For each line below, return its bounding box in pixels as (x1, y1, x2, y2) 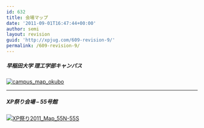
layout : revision (6, 32, 50, 38)
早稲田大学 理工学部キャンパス (6, 62, 83, 70)
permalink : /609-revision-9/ (6, 43, 80, 49)
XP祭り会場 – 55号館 (6, 98, 58, 106)
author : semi (6, 25, 39, 32)
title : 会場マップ (6, 15, 49, 21)
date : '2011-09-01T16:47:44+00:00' (6, 20, 97, 26)
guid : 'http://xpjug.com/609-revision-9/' (6, 37, 115, 43)
